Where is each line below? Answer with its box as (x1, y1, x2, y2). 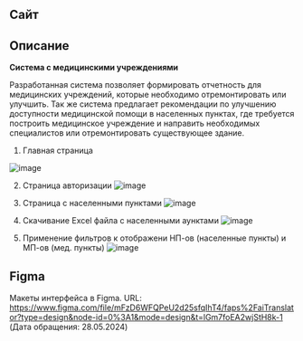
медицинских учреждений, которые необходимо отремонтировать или (9, 90, 287, 100)
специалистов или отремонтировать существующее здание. (9, 128, 245, 138)
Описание (9, 38, 70, 53)
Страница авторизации (22, 180, 113, 191)
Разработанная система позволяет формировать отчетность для (9, 80, 262, 90)
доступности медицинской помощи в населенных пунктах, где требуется (9, 109, 295, 119)
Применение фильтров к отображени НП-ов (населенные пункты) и (22, 232, 287, 243)
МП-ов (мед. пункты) (22, 242, 106, 253)
